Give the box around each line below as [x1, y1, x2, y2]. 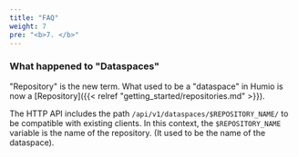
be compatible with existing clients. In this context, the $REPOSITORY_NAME [9, 117, 282, 128]
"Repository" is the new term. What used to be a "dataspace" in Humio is [9, 81, 284, 92]
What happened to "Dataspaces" [9, 60, 159, 73]
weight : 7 [9, 22, 47, 31]
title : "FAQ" [9, 13, 59, 23]
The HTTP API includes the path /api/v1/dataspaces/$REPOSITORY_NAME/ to [9, 108, 289, 119]
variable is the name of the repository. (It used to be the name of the [9, 127, 266, 138]
